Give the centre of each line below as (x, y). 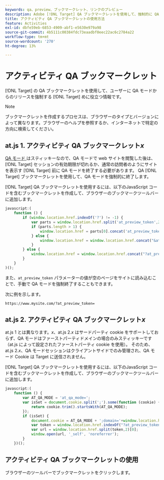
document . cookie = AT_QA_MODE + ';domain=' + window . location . (95, 421)
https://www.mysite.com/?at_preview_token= (50, 303)
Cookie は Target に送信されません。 (51, 357)
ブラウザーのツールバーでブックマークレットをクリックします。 (69, 472)
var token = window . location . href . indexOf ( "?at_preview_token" (97, 425)
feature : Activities (26, 23)
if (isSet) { (36, 416)
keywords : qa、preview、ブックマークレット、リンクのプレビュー (64, 10)
